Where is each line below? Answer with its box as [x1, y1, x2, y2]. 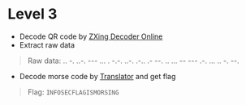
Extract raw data [19, 40, 75, 49]
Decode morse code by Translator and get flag [19, 71, 176, 81]
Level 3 [7, 5, 58, 23]
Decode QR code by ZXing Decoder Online [19, 31, 163, 41]
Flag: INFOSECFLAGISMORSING [27, 86, 119, 97]
